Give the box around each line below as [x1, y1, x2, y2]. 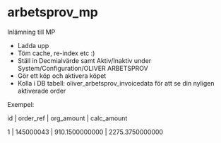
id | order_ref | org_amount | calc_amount [7, 114, 128, 122]
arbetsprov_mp [7, 4, 99, 21]
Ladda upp [17, 41, 49, 50]
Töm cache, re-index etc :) [17, 49, 95, 57]
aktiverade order [17, 86, 66, 95]
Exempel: [7, 100, 35, 108]
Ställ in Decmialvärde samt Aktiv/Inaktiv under [17, 56, 152, 64]
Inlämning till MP [7, 28, 56, 36]
